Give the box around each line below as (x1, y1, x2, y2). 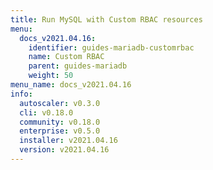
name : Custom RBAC (28, 52, 105, 62)
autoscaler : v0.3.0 (19, 98, 101, 108)
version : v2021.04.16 (19, 145, 110, 155)
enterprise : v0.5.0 (19, 126, 101, 136)
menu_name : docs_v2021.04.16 (10, 80, 132, 90)
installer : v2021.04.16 (19, 136, 118, 146)
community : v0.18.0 (19, 117, 101, 127)
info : (10, 89, 33, 99)
